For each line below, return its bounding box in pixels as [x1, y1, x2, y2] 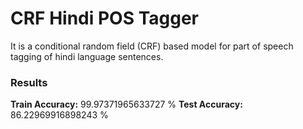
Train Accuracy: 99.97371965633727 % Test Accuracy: [10, 98, 243, 111]
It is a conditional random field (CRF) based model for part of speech [10, 40, 294, 52]
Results [10, 75, 48, 89]
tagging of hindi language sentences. [10, 50, 164, 62]
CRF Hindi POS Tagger [10, 7, 200, 30]
